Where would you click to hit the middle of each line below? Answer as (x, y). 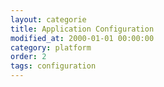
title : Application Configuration (82, 29)
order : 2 (28, 57)
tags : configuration (53, 66)
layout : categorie (48, 19)
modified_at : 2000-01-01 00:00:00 (82, 38)
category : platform (51, 47)
